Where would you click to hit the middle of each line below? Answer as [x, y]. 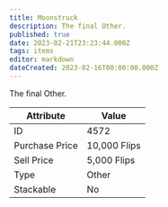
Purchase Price [46, 145]
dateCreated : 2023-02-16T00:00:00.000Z [84, 68]
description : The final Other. [68, 26]
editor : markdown [42, 59]
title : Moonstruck [44, 18]
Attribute [46, 115]
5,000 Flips [111, 160]
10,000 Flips [114, 145]
